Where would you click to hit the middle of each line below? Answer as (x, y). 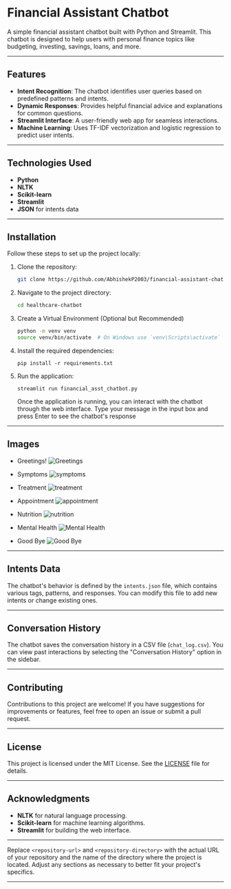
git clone (31, 280)
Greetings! (32, 461)
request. (19, 719)
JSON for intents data (48, 209)
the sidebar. (24, 660)
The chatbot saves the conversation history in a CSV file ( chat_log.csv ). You (115, 645)
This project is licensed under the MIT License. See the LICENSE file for (109, 763)
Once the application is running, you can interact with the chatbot (110, 401)
